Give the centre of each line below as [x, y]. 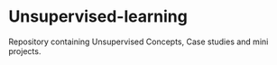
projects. [25, 51]
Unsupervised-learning [98, 17]
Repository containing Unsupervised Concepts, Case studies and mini [138, 42]
